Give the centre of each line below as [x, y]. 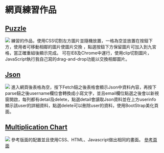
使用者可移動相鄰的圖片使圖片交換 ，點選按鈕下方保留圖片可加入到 [81, 47]
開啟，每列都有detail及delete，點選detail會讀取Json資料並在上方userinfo [83, 99]
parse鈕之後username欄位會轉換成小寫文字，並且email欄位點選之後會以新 [80, 93]
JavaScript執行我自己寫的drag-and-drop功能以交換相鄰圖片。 [67, 59]
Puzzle [16, 28]
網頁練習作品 [31, 10]
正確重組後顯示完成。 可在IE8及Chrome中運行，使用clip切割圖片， [85, 53]
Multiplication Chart [36, 127]
